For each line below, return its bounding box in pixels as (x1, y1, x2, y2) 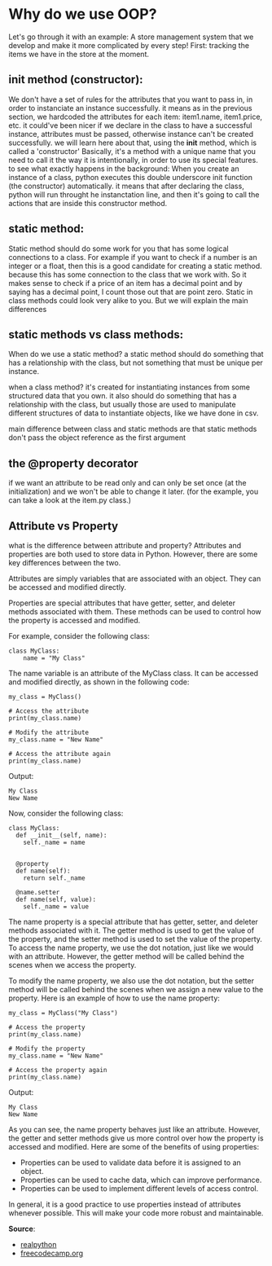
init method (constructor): (8, 73, 144, 86)
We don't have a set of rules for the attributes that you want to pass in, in (8, 95, 253, 104)
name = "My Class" (23, 654, 86, 662)
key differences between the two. (8, 558, 121, 567)
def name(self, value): (15, 895, 96, 903)
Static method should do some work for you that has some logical (8, 244, 230, 253)
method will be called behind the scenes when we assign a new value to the (8, 985, 264, 994)
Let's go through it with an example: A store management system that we (8, 32, 254, 42)
